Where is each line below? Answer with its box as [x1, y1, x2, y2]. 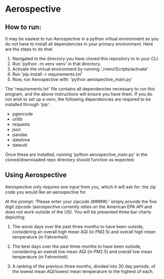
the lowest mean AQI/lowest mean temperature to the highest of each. [12, 268, 154, 274]
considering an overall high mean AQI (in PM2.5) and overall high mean [12, 229, 156, 235]
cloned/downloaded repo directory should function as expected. [5, 157, 135, 162]
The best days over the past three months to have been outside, [12, 243, 142, 249]
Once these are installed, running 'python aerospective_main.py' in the [5, 151, 148, 157]
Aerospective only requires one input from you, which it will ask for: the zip [5, 184, 156, 190]
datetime [12, 137, 30, 143]
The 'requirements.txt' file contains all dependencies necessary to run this [5, 86, 155, 91]
